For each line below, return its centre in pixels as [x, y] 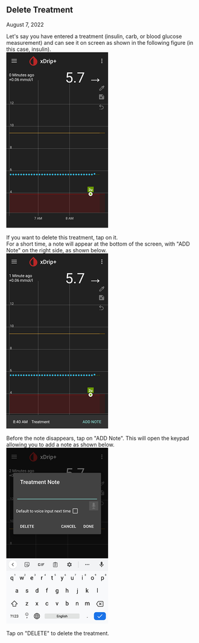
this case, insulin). [29, 49]
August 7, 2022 [25, 24]
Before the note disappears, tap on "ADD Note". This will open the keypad [98, 438]
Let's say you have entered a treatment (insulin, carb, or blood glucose [94, 36]
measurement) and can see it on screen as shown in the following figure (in [100, 42]
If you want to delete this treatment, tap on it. [62, 237]
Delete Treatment [40, 10]
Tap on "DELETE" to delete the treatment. [58, 633]
